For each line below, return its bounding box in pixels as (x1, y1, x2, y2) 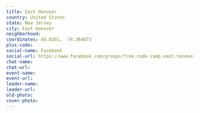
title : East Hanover (6, 8, 58, 15)
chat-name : (6, 59, 33, 65)
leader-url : (6, 87, 36, 93)
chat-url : (6, 64, 31, 71)
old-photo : (6, 92, 33, 98)
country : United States (6, 14, 65, 20)
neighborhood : (6, 31, 42, 37)
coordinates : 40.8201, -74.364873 (6, 36, 92, 42)
